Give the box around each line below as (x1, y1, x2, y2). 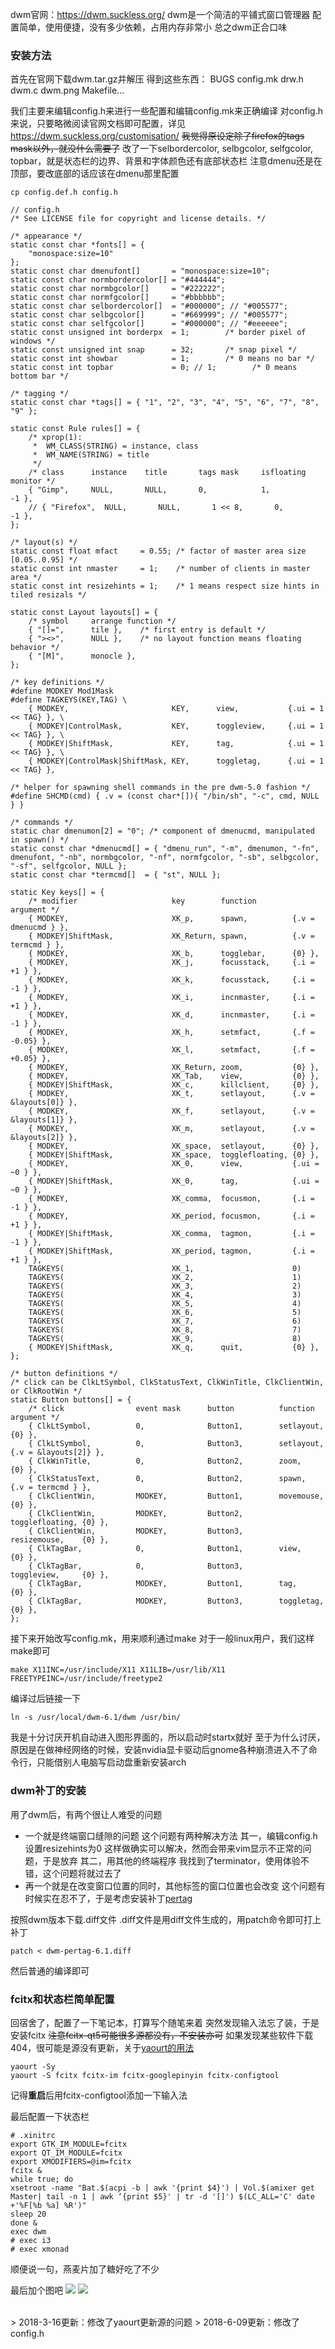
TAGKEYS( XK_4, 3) (28, 1290, 302, 1300)
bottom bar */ (10, 371, 70, 382)
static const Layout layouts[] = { (10, 608, 159, 618)
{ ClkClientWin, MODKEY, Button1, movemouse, (28, 1491, 325, 1502)
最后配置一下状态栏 (10, 2110, 90, 2122)
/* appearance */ (10, 231, 83, 242)
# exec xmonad (10, 2244, 70, 2254)
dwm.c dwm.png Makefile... (10, 84, 125, 97)
